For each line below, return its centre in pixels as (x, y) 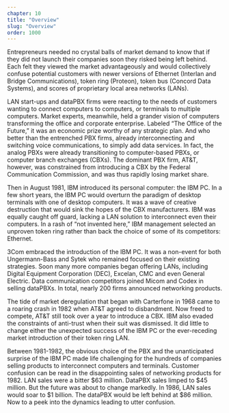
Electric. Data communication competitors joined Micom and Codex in (105, 281)
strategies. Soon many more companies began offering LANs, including (108, 266)
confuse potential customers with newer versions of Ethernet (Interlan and (112, 74)
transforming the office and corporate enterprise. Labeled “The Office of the (114, 123)
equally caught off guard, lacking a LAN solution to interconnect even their (112, 217)
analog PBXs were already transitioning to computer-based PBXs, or (103, 153)
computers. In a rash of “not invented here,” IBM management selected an (111, 224)
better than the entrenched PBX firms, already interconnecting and (101, 138)
